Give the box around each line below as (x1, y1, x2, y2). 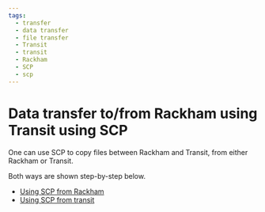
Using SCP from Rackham (19, 187, 104, 196)
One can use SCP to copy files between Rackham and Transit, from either (8, 147, 248, 157)
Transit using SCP (8, 121, 128, 139)
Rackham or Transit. (8, 156, 74, 165)
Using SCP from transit (19, 195, 95, 204)
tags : (8, 11, 26, 20)
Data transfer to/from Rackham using (8, 104, 258, 123)
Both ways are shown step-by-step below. (8, 171, 146, 180)
